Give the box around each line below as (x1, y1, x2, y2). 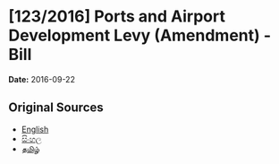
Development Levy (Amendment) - (8, 25, 272, 46)
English (21, 124, 49, 134)
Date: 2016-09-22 (8, 73, 75, 84)
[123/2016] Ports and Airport (8, 6, 225, 27)
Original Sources (8, 100, 104, 116)
